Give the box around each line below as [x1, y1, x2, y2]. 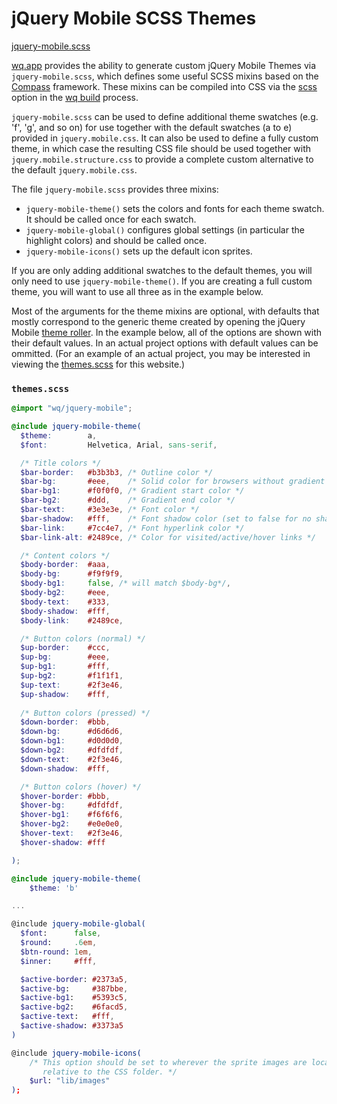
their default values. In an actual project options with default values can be [11, 337, 319, 349]
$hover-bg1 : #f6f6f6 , [20, 810, 124, 820]
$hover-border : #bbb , [20, 791, 111, 801]
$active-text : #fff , [20, 1012, 115, 1022]
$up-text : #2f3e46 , [20, 680, 124, 690]
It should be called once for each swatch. [25, 213, 197, 225]
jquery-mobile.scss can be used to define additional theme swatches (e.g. [11, 110, 319, 122]
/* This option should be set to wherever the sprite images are [29, 1057, 308, 1067]
